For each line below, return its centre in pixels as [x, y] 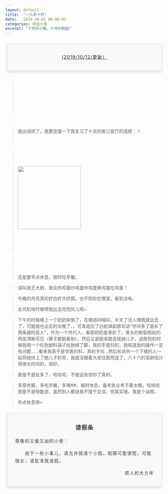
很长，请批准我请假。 [39, 461]
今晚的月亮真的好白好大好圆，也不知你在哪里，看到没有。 [77, 298]
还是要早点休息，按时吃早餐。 [48, 277]
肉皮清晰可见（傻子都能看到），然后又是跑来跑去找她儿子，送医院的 [87, 339]
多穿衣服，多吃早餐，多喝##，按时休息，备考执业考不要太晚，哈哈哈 [89, 385]
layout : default [22, 10]
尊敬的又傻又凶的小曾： [42, 441]
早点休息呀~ [30, 402]
